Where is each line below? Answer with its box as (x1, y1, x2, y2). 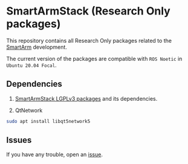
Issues (6, 135, 32, 145)
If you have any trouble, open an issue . (6, 151, 103, 158)
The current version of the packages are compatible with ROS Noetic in (6, 55, 183, 62)
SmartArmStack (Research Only (6, 4, 170, 18)
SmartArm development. (6, 43, 68, 51)
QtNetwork (15, 107, 43, 114)
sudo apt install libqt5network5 (6, 118, 91, 124)
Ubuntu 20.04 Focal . (6, 61, 57, 69)
